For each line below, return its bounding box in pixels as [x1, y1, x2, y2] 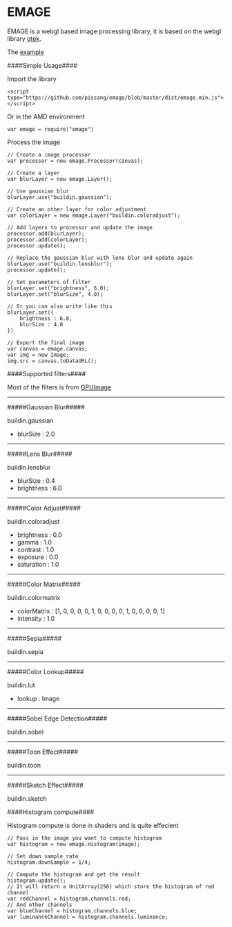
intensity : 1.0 [17, 614, 55, 622]
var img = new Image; [7, 351, 70, 358]
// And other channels [7, 901, 72, 908]
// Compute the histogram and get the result [7, 871, 140, 878]
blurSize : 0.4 [17, 476, 55, 485]
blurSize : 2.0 [17, 430, 55, 438]
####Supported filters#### [7, 369, 86, 378]
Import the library [7, 74, 57, 83]
